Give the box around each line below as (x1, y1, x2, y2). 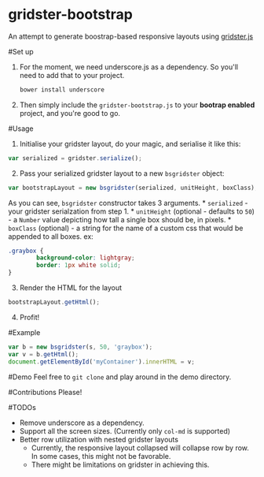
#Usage (8, 124, 34, 133)
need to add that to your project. (19, 70, 125, 80)
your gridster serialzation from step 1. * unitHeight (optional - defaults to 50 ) (8, 207, 255, 216)
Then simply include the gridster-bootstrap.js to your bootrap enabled (19, 100, 255, 110)
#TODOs (8, 402, 37, 412)
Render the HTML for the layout (19, 283, 123, 293)
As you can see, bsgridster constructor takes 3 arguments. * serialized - (8, 198, 249, 207)
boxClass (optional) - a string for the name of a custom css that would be (8, 223, 244, 233)
